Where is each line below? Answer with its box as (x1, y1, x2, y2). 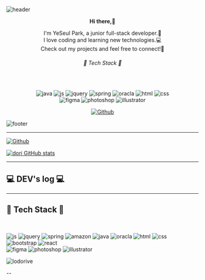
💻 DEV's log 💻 (6, 174, 65, 184)
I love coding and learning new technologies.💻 (43, 37, 162, 43)
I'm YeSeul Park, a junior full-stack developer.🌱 (43, 29, 162, 37)
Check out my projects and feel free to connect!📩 (40, 45, 165, 52)
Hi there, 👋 (89, 18, 116, 24)
